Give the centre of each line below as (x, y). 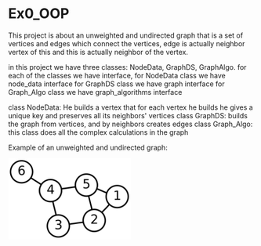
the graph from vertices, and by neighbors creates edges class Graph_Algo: (130, 124)
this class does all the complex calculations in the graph (98, 132)
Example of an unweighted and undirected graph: (88, 147)
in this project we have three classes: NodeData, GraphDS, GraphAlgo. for (127, 67)
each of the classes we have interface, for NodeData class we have (117, 75)
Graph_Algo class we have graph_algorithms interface (95, 92)
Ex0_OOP (39, 14)
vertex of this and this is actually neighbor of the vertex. (98, 52)
